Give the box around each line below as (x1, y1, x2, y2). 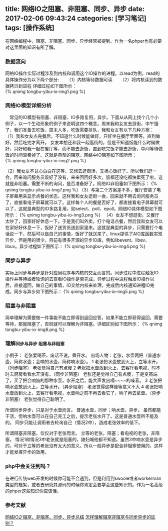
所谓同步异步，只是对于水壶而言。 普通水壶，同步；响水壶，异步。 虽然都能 (5, 407, 161, 413)
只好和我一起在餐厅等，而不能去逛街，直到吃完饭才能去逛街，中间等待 (13, 146, 158, 152)
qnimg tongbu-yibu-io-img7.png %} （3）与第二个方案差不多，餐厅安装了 (5, 187, 156, 193)
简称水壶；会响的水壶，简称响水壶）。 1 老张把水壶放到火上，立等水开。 (13, 359, 161, 365)
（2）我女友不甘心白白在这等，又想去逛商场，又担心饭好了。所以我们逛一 (5, 168, 157, 174)
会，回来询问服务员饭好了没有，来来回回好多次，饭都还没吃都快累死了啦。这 (5, 174, 163, 180)
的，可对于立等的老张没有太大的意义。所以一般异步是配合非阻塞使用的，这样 (5, 443, 163, 449)
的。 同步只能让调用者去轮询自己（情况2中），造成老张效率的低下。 (5, 419, 143, 426)
